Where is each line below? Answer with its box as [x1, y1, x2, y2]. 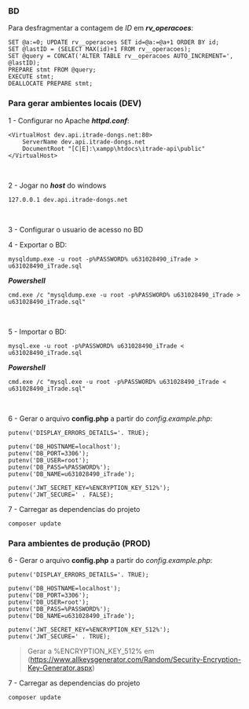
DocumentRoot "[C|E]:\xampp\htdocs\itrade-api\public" [22, 144, 206, 152]
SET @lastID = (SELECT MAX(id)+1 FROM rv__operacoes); [8, 46, 192, 53]
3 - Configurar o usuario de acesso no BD [8, 225, 144, 234]
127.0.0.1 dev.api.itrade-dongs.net [8, 196, 128, 203]
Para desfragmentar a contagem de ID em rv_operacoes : [8, 24, 194, 33]
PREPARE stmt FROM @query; [8, 66, 97, 74]
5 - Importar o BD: [8, 327, 67, 336]
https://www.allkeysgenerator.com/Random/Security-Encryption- [30, 654, 242, 664]
